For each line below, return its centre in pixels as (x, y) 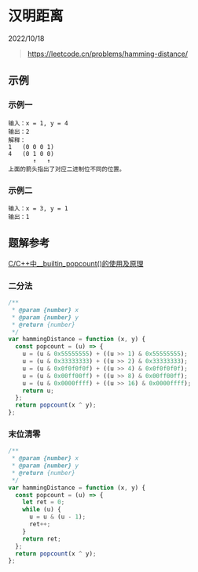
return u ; (38, 391)
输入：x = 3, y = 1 (38, 208)
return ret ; (42, 539)
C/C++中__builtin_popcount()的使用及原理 (76, 263)
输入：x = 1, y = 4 (38, 123)
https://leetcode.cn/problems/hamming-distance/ (108, 54)
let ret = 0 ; (44, 502)
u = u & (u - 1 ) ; (57, 517)
